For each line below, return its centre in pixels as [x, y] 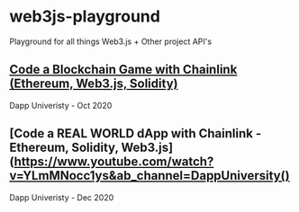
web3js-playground [85, 17]
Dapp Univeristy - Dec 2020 [62, 197]
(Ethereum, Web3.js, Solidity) [94, 84]
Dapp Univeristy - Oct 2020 [61, 105]
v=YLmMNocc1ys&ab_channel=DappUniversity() [149, 176]
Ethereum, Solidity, [64, 148]
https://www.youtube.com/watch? [114, 162]
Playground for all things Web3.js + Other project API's [111, 41]
